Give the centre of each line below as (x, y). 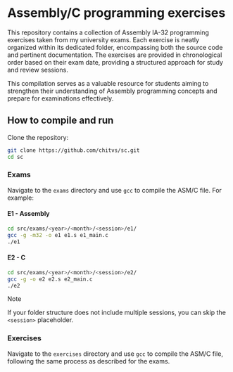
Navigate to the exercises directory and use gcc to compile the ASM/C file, (115, 354)
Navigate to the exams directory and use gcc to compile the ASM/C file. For (114, 190)
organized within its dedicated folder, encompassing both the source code (115, 47)
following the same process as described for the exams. (89, 361)
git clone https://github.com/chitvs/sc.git (74, 150)
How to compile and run (61, 121)
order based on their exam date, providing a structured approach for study (115, 62)
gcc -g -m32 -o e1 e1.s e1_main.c (58, 235)
